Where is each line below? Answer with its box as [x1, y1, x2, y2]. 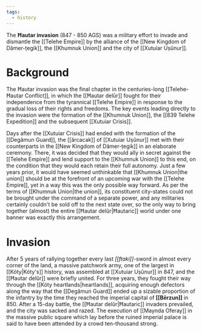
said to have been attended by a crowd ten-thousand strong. [6, 320, 158, 328]
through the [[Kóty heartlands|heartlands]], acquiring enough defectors [6, 281, 185, 289]
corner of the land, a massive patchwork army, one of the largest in [6, 262, 175, 269]
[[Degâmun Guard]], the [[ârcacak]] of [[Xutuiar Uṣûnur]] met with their [6, 136, 185, 144]
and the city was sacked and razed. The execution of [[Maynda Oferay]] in [6, 307, 192, 314]
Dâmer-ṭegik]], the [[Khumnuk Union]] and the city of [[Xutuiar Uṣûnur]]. [6, 44, 188, 52]
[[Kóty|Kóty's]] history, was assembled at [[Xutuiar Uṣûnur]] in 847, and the [6, 268, 195, 276]
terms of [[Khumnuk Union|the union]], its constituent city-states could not [6, 188, 193, 195]
